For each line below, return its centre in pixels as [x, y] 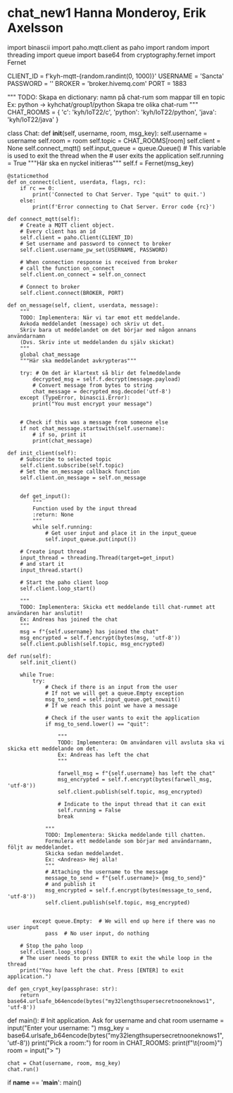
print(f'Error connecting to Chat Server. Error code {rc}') [124, 207]
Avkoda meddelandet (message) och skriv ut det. [93, 324]
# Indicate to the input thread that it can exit [132, 804]
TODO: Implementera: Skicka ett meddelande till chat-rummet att [118, 607]
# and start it [42, 564]
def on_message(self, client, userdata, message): [83, 305]
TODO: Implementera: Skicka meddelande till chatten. [125, 835]
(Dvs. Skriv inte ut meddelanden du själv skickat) [97, 342]
